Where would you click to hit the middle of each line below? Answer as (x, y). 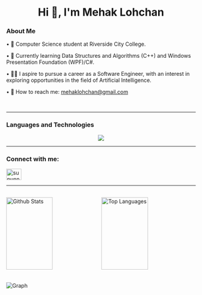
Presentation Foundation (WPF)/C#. (50, 62)
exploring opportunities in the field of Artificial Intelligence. (79, 80)
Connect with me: (33, 159)
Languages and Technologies (50, 125)
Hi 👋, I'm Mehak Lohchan (101, 12)
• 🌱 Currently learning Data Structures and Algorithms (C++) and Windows (99, 56)
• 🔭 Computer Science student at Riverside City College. (76, 44)
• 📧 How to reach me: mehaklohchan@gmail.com (67, 92)
